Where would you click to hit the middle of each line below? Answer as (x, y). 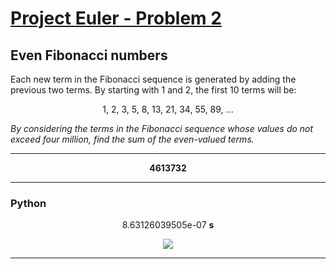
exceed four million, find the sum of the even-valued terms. (132, 139)
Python (28, 203)
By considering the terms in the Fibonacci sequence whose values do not (162, 128)
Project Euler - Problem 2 (116, 18)
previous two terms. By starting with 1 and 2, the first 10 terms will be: (153, 90)
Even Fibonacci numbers (89, 55)
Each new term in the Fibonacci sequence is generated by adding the (153, 79)
